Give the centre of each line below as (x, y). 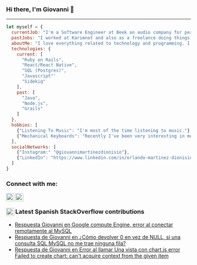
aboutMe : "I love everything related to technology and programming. (98, 43)
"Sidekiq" (33, 81)
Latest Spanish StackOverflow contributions (80, 212)
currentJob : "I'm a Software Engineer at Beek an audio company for (97, 33)
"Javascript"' (39, 76)
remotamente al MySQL (43, 230)
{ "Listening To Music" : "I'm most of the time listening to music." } (103, 130)
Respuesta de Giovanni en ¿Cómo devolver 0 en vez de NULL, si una (97, 237)
